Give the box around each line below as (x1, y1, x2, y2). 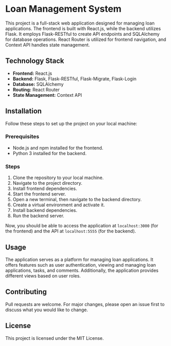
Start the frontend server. (12, 191, 66, 197)
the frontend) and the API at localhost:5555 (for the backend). (5, 228, 136, 234)
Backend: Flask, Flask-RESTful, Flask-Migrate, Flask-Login (12, 75, 137, 82)
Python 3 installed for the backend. (12, 150, 87, 156)
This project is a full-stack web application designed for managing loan (5, 20, 155, 26)
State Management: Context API (12, 92, 82, 98)
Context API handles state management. (5, 41, 90, 48)
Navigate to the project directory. (12, 180, 83, 186)
